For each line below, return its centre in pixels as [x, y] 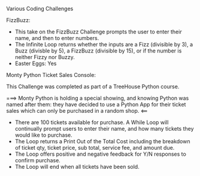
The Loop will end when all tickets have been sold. [77, 167]
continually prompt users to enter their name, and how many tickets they [104, 129]
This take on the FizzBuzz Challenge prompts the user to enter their [98, 32]
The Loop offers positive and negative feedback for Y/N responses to [101, 154]
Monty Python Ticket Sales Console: [51, 75]
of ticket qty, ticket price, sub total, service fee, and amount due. [95, 148]
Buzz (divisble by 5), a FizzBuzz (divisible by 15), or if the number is [98, 51]
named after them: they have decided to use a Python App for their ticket [96, 104]
